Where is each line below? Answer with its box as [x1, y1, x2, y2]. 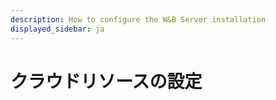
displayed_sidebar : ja [10, 24, 105, 34]
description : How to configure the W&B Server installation [10, 14, 267, 25]
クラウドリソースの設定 [10, 70, 203, 93]
